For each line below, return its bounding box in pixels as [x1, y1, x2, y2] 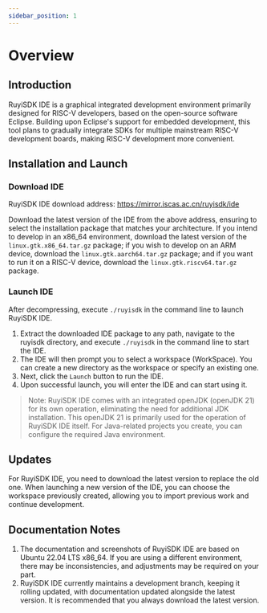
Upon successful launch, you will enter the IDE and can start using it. [19, 379, 248, 390]
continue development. [8, 500, 85, 509]
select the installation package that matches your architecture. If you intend [8, 223, 258, 233]
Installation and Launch [8, 157, 128, 171]
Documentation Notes [8, 523, 121, 537]
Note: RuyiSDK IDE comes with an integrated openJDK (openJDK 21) [27, 395, 255, 405]
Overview [8, 46, 75, 64]
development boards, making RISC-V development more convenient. [8, 133, 235, 143]
